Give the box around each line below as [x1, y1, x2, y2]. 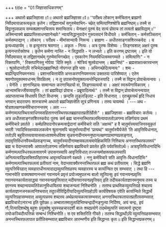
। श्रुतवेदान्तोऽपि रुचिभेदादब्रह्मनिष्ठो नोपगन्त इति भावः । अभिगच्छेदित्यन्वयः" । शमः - [5, 65, 135, 71]
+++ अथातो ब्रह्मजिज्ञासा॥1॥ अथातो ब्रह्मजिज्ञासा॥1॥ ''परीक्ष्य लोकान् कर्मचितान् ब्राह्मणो [5, 15, 142, 20]
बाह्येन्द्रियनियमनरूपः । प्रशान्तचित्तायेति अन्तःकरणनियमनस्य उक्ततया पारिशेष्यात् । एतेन [5, 71, 139, 77]
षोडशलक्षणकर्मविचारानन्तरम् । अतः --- [5, 105, 67, 110]
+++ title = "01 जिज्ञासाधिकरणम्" [5, 5, 64, 10]
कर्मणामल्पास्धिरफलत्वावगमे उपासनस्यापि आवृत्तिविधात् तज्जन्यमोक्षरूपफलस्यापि [5, 149, 126, 155]
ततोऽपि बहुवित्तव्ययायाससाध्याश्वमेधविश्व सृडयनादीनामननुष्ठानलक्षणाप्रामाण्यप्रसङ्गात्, [5, 132, 134, 138]
